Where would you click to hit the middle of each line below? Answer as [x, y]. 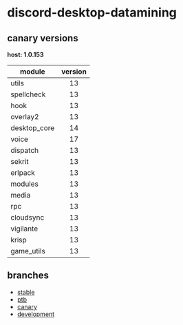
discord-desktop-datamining [92, 13]
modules [25, 184]
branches [28, 276]
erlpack [23, 172]
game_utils [28, 251]
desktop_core [33, 128]
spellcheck [28, 94]
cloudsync [28, 217]
